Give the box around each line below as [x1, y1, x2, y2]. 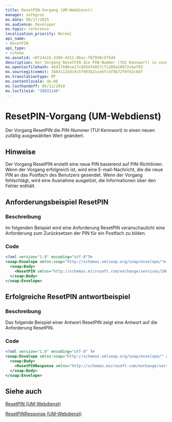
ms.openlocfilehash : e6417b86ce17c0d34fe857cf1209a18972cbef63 [5, 64, 143, 70]
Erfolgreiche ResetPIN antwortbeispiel [5, 292, 131, 301]
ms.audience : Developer [5, 21, 56, 27]
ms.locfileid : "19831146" [5, 88, 60, 94]
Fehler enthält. [5, 183, 36, 189]
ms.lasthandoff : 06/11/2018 [5, 83, 66, 88]
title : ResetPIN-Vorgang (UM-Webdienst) [5, 7, 93, 13]
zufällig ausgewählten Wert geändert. [5, 132, 84, 139]
